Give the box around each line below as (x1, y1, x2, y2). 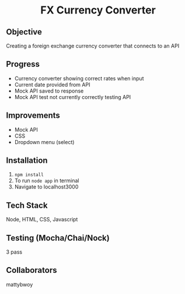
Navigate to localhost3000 (14, 183, 79, 190)
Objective (6, 27, 43, 37)
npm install (14, 172, 44, 178)
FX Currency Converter (40, 4, 156, 17)
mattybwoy (6, 281, 33, 288)
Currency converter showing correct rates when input (14, 74, 144, 82)
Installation (6, 156, 48, 166)
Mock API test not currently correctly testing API (14, 93, 131, 100)
